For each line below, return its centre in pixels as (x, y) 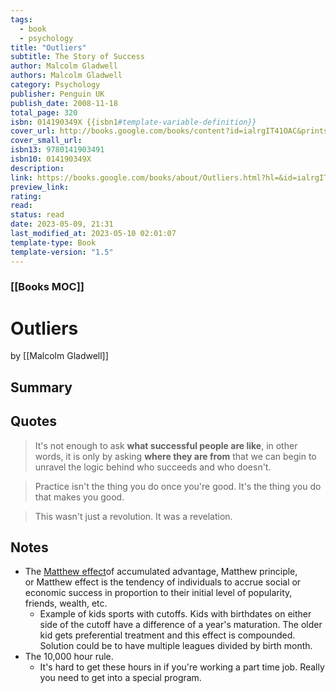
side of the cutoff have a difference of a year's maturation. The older (181, 625)
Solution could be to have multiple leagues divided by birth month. (176, 646)
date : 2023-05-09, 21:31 (62, 224)
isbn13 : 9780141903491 (57, 150)
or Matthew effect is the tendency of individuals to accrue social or (163, 582)
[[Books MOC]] (47, 287)
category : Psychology (55, 85)
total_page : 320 (44, 112)
